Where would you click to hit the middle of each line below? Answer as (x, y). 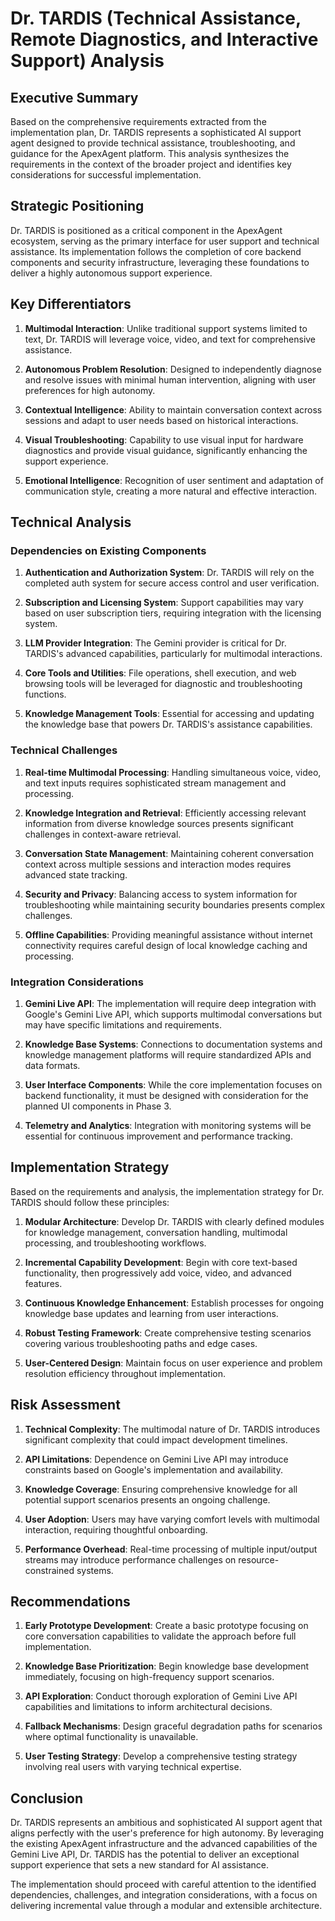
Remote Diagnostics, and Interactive (164, 39)
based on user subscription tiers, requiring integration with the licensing (173, 613)
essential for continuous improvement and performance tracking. (158, 1136)
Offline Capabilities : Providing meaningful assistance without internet (168, 934)
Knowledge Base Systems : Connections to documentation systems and (173, 1044)
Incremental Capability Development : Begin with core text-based (161, 1262)
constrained (49, 1570)
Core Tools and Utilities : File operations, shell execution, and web (160, 673)
